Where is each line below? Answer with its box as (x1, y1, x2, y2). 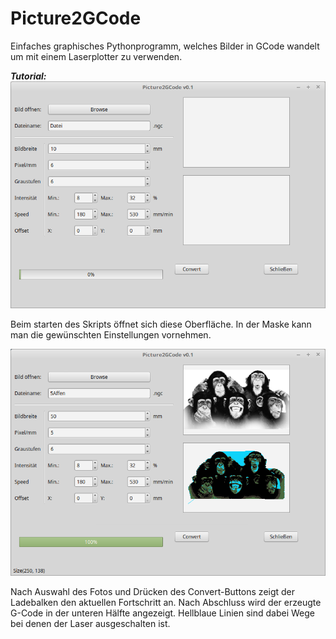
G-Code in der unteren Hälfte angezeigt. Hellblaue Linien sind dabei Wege (10, 607, 316, 619)
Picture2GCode (10, 7, 142, 30)
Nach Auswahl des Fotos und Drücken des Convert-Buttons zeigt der (10, 586, 296, 598)
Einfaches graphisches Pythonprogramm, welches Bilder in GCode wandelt (10, 40, 320, 52)
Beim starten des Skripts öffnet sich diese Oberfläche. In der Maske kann (10, 318, 312, 331)
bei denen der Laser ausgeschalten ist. (10, 618, 171, 630)
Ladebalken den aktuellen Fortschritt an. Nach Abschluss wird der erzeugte (10, 597, 322, 609)
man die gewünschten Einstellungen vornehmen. (10, 329, 212, 341)
